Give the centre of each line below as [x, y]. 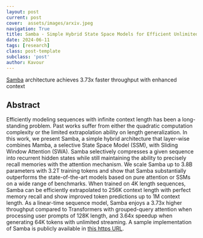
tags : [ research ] [28, 46]
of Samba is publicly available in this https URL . [65, 229]
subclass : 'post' [28, 57]
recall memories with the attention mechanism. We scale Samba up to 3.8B [99, 164]
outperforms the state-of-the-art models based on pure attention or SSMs [98, 177]
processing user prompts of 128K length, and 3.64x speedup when [89, 216]
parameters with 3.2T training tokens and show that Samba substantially [96, 171]
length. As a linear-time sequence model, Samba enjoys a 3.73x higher [94, 203]
